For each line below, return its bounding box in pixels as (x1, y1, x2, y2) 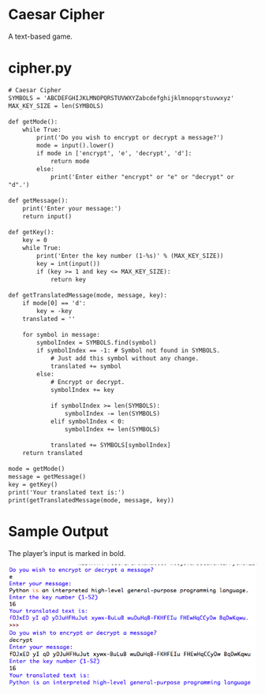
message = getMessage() (8, 472, 87, 480)
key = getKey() (8, 480, 58, 488)
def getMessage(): (8, 196, 69, 204)
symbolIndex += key (50, 386, 114, 394)
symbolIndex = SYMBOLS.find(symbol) (36, 338, 157, 346)
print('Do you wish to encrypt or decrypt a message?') (36, 133, 224, 141)
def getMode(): (8, 118, 58, 125)
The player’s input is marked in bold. (8, 548, 126, 558)
